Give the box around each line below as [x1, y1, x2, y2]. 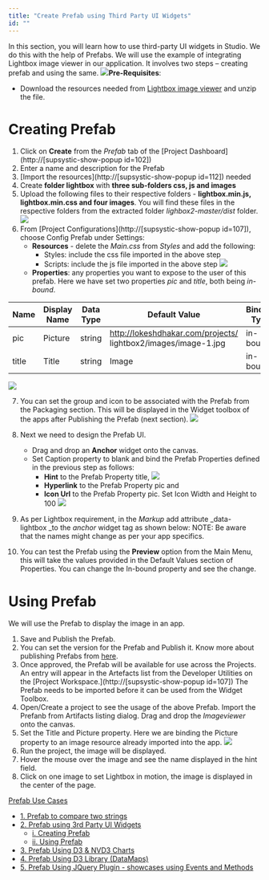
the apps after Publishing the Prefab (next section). [19, 414, 189, 424]
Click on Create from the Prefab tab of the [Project [19, 146, 188, 157]
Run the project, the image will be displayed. [19, 746, 167, 756]
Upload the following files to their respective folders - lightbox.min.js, [19, 189, 251, 199]
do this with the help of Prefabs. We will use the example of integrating [8, 50, 242, 59]
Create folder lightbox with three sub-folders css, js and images [19, 181, 236, 190]
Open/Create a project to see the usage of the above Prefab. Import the [19, 703, 256, 712]
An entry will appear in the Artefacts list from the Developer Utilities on [19, 668, 254, 678]
